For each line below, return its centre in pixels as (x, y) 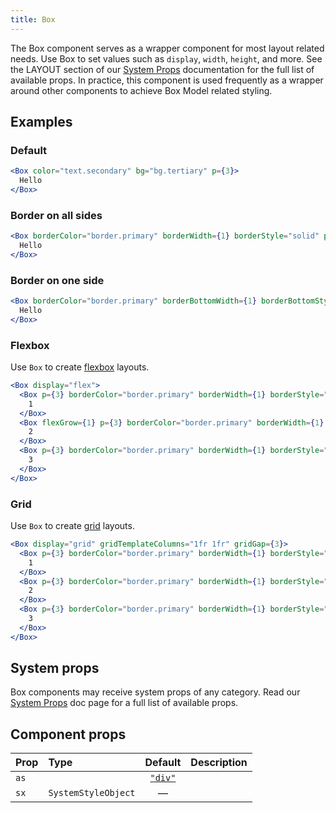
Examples (41, 122)
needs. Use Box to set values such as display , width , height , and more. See (166, 58)
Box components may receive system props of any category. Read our (155, 692)
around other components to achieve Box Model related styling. (141, 90)
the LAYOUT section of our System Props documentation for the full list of (162, 69)
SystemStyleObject (92, 793)
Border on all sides (56, 215)
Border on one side (57, 280)
